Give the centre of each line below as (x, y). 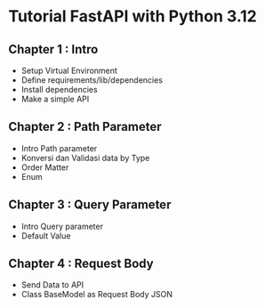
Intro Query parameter (62, 226)
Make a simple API (55, 99)
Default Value (46, 235)
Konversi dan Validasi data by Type (85, 158)
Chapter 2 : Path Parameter (85, 127)
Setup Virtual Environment (69, 70)
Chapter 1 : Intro (53, 49)
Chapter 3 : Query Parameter (90, 205)
